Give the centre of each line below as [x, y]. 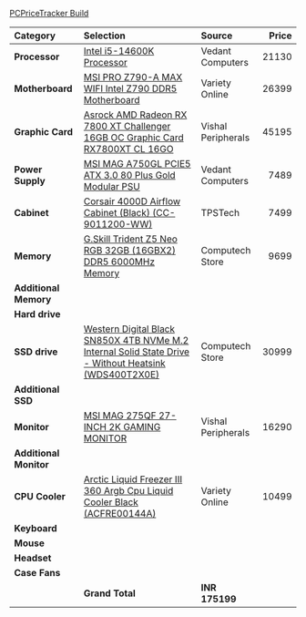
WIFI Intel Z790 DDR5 [130, 88]
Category [35, 36]
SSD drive [36, 352]
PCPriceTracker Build [49, 13]
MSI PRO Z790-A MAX [133, 77]
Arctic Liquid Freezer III [133, 479]
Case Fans [37, 573]
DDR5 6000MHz [119, 262]
